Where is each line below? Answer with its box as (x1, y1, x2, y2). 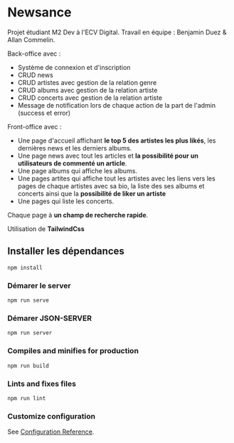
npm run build (7, 362, 50, 370)
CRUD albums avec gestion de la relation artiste (17, 86, 158, 94)
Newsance (7, 4, 72, 21)
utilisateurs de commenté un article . (17, 158, 127, 168)
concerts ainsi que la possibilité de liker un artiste (17, 189, 166, 198)
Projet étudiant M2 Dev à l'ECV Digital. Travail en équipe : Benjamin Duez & (7, 28, 227, 36)
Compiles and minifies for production (7, 346, 139, 356)
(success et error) (17, 108, 71, 117)
